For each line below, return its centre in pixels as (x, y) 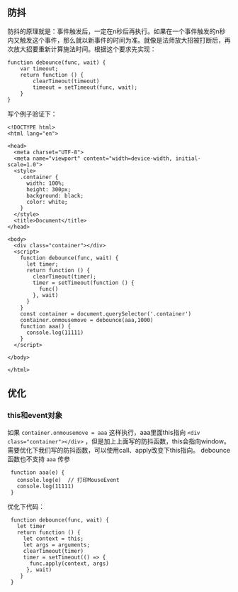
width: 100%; (45, 183)
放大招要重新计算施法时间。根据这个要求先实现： (85, 49)
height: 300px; (49, 189)
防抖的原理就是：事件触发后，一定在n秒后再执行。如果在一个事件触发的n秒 (117, 31)
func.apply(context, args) (69, 564)
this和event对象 (35, 416)
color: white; (47, 202)
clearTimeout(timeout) (66, 81)
